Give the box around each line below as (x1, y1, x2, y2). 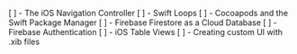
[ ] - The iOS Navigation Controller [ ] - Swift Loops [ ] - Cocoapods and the (8, 8, 289, 18)
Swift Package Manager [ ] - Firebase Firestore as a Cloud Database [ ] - (8, 17, 278, 28)
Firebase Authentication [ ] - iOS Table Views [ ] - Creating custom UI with (8, 27, 283, 37)
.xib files (8, 36, 40, 47)
